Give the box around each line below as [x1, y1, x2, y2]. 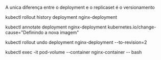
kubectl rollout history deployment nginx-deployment [5, 14, 118, 20]
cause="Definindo [5, 29, 44, 35]
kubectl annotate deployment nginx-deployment [5, 24, 107, 30]
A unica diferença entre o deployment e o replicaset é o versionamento [5, 5, 155, 10]
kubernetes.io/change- [107, 24, 156, 30]
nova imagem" [48, 29, 79, 35]
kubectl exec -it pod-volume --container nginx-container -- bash [5, 49, 142, 55]
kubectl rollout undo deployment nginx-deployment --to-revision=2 [5, 39, 147, 45]
